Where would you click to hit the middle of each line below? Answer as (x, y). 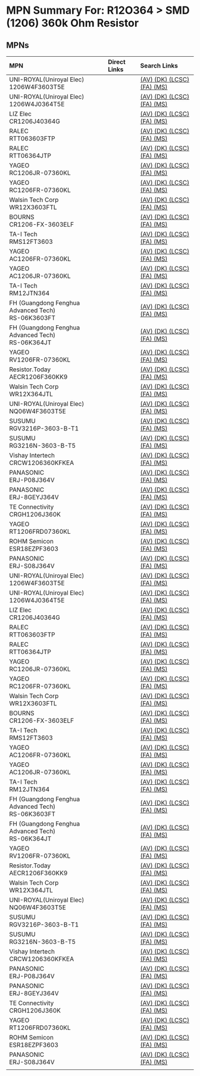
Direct (117, 62)
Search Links (159, 65)
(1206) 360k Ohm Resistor (72, 23)
